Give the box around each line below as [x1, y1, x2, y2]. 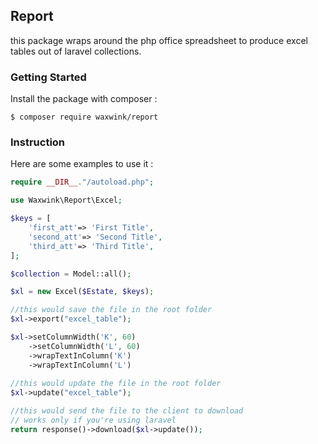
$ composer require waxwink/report [10, 112, 159, 123]
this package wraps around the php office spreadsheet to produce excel [10, 34, 308, 46]
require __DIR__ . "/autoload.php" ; [10, 177, 155, 188]
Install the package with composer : [10, 93, 158, 105]
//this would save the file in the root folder [10, 305, 213, 315]
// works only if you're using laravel [10, 415, 177, 426]
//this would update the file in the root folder [10, 379, 222, 389]
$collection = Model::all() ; [10, 269, 132, 279]
